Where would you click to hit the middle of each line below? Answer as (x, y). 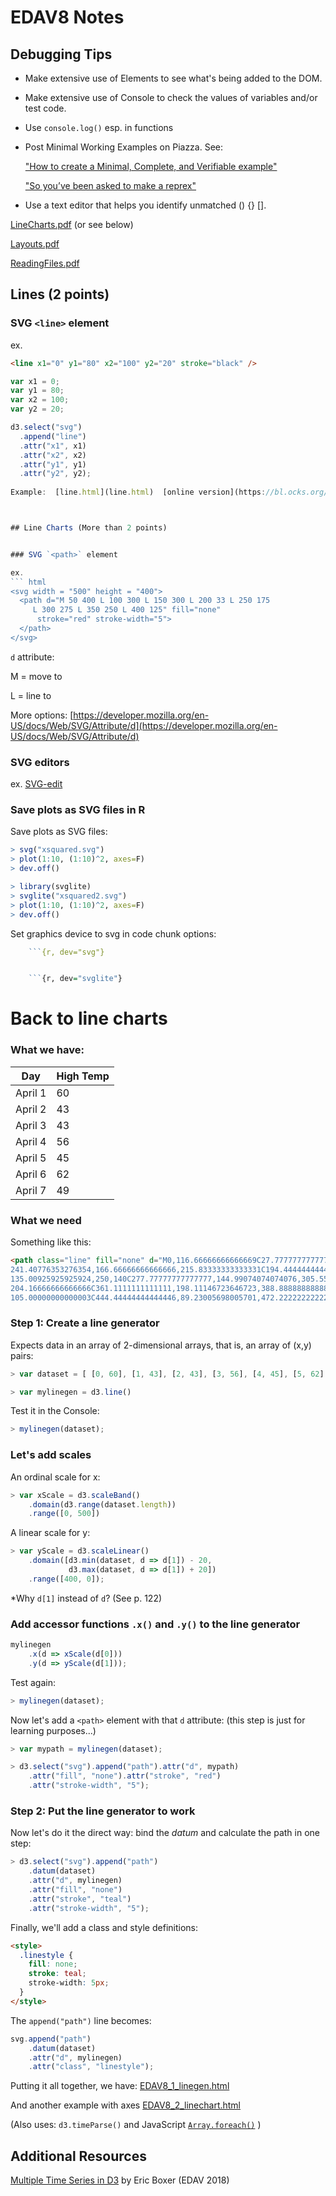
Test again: (33, 1682)
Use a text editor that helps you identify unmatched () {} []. (145, 205)
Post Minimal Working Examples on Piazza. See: (124, 147)
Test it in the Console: (55, 1411)
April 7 (31, 1190)
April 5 (31, 1158)
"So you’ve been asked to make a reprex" (110, 185)
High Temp (83, 1076)
